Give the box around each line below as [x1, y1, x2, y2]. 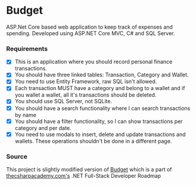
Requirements [6, 44, 48, 53]
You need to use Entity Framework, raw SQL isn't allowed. [14, 78, 157, 85]
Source [6, 152, 28, 161]
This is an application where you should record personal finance [14, 58, 173, 66]
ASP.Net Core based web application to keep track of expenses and [6, 23, 173, 30]
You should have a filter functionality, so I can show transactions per [14, 118, 183, 125]
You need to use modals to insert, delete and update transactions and [14, 131, 186, 138]
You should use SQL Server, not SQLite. [14, 98, 112, 105]
